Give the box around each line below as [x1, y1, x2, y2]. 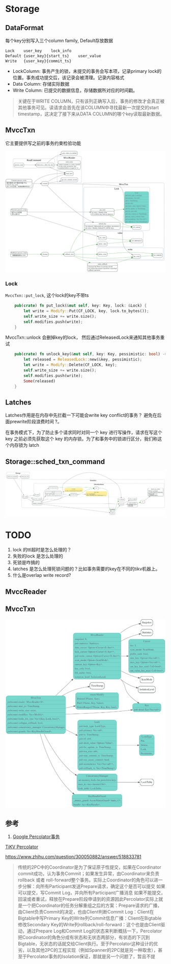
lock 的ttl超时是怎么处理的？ [12, 547, 72, 553]
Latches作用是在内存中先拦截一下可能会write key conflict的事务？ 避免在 [5, 412, 158, 418]
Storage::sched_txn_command [5, 457, 105, 466]
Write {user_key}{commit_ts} [5, 59, 72, 64]
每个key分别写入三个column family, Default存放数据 [5, 38, 113, 43]
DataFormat [5, 23, 44, 32]
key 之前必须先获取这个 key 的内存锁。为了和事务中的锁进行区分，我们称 [5, 436, 158, 442]
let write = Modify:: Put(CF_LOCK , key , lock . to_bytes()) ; [23, 308, 149, 314]
